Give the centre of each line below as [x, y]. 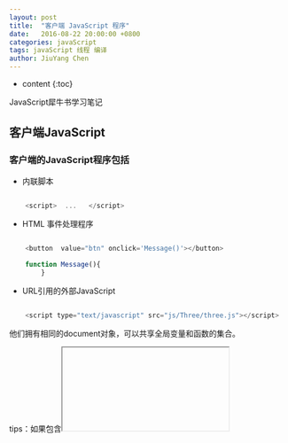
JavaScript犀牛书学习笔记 [56, 102]
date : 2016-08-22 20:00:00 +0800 [75, 34]
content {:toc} [47, 84]
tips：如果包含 [35, 428]
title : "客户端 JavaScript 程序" [70, 26]
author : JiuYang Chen [49, 58]
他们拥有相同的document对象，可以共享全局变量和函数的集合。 [125, 333]
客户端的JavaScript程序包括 [70, 160]
